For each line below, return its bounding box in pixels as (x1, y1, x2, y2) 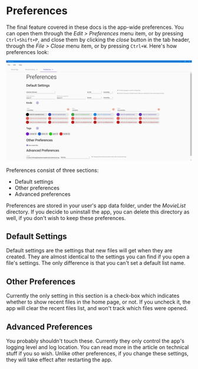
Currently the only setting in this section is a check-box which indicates (6, 292, 180, 300)
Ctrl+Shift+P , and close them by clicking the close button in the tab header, (6, 36, 190, 43)
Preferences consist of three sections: (6, 167, 99, 174)
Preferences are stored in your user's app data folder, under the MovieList (6, 202, 186, 209)
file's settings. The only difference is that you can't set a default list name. (6, 260, 186, 267)
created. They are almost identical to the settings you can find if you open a (6, 253, 190, 260)
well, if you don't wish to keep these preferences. (6, 214, 126, 221)
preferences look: (6, 48, 49, 55)
